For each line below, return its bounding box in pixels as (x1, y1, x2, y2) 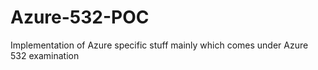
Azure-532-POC (10, 6, 150, 29)
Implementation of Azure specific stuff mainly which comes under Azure (10, 39, 309, 51)
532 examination (10, 49, 80, 61)
